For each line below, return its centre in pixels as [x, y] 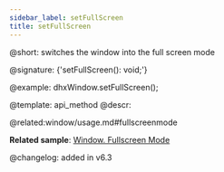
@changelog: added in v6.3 [61, 157]
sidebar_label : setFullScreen [67, 18]
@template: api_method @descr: [70, 104]
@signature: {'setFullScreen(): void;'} [78, 70]
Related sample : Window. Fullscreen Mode [90, 139]
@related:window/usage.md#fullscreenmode [94, 122]
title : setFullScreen [50, 26]
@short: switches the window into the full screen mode [112, 52]
